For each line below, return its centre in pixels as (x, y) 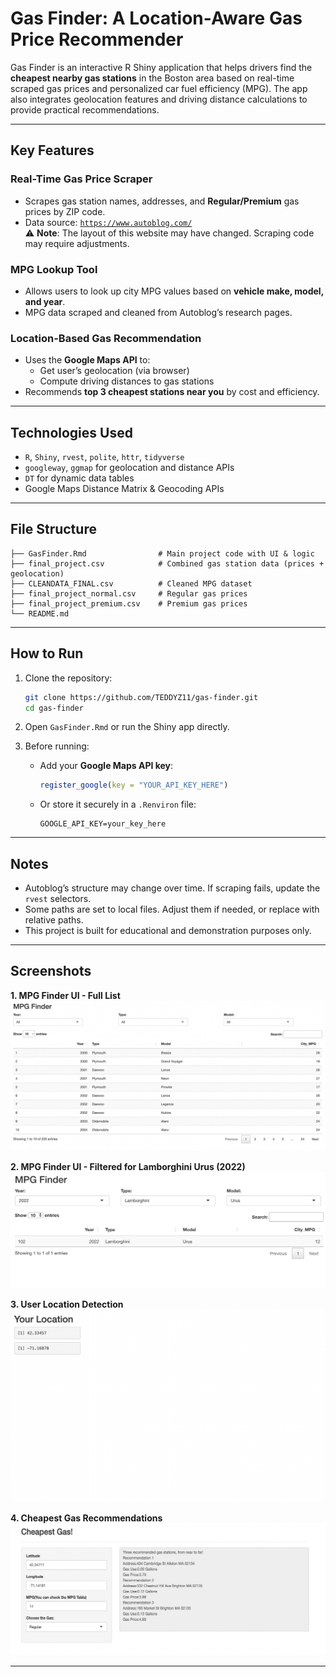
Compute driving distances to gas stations (127, 381)
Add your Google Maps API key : (106, 766)
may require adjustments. (77, 243)
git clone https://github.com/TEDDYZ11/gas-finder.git (141, 697)
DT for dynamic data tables (79, 478)
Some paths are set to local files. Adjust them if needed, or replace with (172, 909)
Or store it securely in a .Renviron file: (118, 804)
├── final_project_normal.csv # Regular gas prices (129, 593)
